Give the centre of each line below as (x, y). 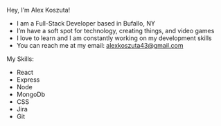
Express (28, 80)
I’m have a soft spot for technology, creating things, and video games (115, 31)
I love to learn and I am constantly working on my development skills (114, 38)
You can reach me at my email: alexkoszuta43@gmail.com (100, 45)
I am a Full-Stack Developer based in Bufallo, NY (86, 23)
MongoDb (31, 94)
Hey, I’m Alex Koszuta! (38, 10)
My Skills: (20, 59)
